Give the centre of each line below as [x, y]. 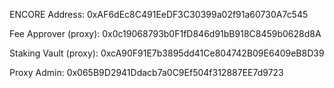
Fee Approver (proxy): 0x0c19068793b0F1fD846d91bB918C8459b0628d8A [165, 33]
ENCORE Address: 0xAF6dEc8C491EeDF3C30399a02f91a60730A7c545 [159, 14]
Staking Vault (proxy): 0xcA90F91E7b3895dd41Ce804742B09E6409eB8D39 [167, 53]
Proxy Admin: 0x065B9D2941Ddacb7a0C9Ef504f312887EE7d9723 [146, 72]
